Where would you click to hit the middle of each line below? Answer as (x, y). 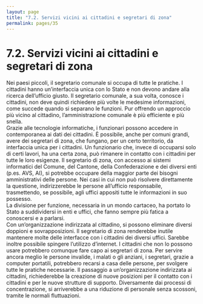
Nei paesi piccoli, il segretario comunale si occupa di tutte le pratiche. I (95, 83)
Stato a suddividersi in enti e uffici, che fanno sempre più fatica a (87, 212)
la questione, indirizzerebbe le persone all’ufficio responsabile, (84, 186)
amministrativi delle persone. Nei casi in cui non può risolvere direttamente (100, 180)
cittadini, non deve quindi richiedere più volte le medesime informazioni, (96, 102)
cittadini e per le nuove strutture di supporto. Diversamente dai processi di (99, 283)
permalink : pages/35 (32, 23)
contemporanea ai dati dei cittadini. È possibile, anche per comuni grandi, (98, 135)
